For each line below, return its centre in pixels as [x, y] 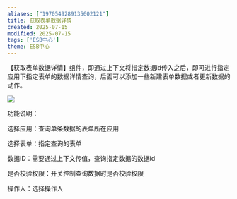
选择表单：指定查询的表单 [45, 143]
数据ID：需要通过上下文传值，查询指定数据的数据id [81, 158]
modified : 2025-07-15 [39, 34]
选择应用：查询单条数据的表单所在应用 [63, 128]
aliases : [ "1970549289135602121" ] [58, 14]
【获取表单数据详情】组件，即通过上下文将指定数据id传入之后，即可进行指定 [118, 67]
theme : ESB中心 [29, 47]
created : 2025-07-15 [38, 27]
